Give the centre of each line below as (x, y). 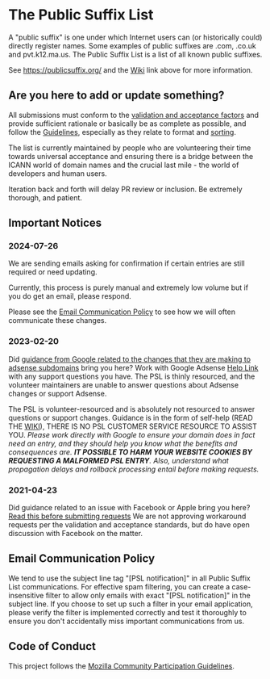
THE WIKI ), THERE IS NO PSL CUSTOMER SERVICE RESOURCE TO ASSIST (133, 426)
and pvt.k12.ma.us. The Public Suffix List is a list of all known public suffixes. (135, 54)
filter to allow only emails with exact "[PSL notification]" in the (148, 595)
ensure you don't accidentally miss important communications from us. (126, 621)
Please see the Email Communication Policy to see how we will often (122, 312)
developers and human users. (58, 173)
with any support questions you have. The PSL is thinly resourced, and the (132, 376)
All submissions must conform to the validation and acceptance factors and (134, 115)
